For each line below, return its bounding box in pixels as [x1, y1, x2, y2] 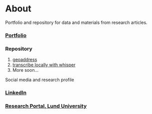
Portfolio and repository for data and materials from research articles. [5, 19, 148, 25]
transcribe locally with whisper [12, 62, 76, 68]
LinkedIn [5, 89, 26, 96]
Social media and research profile [5, 77, 74, 83]
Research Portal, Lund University [5, 103, 87, 110]
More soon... [12, 67, 39, 73]
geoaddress [12, 57, 37, 63]
